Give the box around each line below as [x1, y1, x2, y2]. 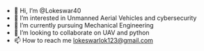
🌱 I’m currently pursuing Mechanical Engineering [13, 21, 155, 29]
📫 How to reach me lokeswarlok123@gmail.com [13, 37, 153, 44]
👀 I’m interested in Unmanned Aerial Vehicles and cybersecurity [13, 14, 197, 22]
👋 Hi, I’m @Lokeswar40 [13, 7, 81, 14]
